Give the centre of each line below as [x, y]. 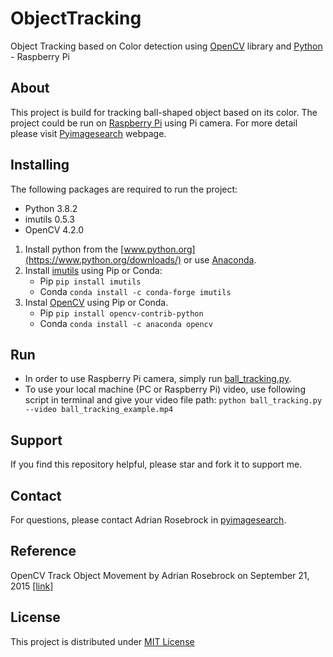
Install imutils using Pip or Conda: [93, 270]
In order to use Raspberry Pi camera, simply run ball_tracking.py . [158, 379]
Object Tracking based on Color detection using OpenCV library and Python [166, 46]
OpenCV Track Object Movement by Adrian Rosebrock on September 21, [160, 575]
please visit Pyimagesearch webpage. [88, 133]
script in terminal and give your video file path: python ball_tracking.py [173, 400]
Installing [40, 165]
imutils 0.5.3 [49, 219]
